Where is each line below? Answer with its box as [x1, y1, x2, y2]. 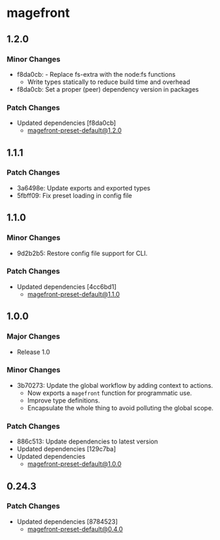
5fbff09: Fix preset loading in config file [16, 191, 133, 200]
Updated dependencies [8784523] [16, 517, 118, 526]
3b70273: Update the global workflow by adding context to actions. [16, 381, 213, 389]
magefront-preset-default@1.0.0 [27, 460, 122, 468]
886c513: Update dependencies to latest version [16, 437, 159, 446]
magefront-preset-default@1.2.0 [27, 126, 122, 135]
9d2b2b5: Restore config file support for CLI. [16, 249, 148, 257]
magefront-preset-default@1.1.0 [27, 290, 121, 298]
